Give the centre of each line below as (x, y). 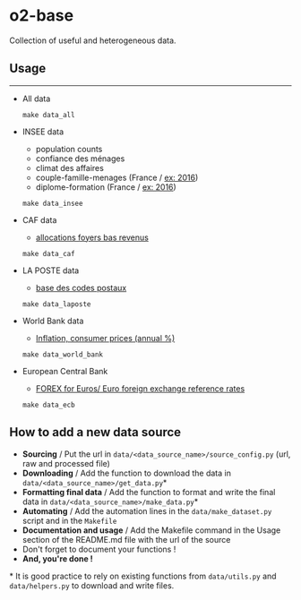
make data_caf (48, 253)
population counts (69, 149)
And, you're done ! (58, 558)
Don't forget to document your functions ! (99, 549)
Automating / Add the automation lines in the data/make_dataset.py (147, 510)
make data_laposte (56, 304)
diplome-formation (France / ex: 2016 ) (106, 187)
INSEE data (43, 132)
